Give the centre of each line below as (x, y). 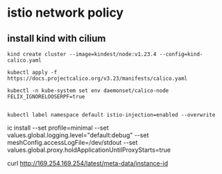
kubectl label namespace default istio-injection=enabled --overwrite (111, 115)
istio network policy (65, 13)
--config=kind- (181, 54)
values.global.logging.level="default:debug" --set (78, 135)
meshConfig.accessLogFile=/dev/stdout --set (72, 142)
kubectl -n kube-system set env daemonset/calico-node (88, 91)
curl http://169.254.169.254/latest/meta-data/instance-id (88, 163)
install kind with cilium (57, 38)
